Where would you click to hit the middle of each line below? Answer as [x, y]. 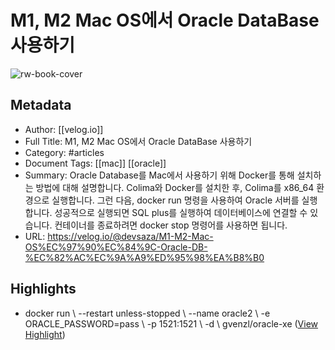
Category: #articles [64, 152]
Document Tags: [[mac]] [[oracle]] [95, 163]
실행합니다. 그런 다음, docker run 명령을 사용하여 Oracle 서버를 [175, 200]
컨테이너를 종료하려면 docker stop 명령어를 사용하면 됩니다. [171, 225]
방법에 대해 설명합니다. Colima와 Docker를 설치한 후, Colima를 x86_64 [175, 187]
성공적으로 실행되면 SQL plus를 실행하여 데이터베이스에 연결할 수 [181, 212]
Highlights [43, 289]
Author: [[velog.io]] [64, 129]
